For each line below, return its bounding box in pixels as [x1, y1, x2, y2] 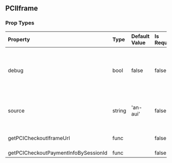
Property [8, 36, 30, 43]
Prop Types [5, 19, 35, 27]
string [112, 107, 126, 114]
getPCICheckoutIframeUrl [8, 134, 70, 142]
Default [131, 33, 150, 40]
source [8, 107, 25, 114]
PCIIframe [5, 4, 38, 13]
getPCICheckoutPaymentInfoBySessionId [8, 149, 107, 156]
